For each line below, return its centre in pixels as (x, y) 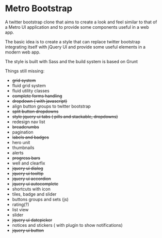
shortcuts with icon (31, 189)
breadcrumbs (25, 127)
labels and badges (31, 137)
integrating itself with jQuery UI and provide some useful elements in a (75, 47)
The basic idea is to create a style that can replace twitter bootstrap (73, 41)
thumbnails (23, 147)
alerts (18, 153)
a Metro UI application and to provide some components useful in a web (77, 27)
